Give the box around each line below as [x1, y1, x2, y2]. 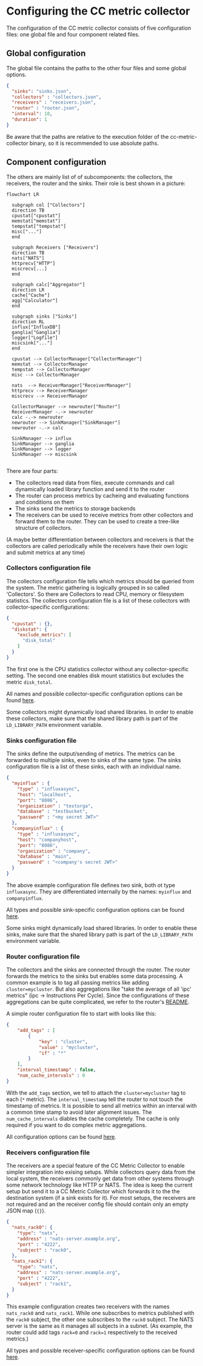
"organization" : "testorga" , [17, 803, 94, 809]
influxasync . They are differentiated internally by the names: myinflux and [6, 888, 192, 895]
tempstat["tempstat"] [12, 223, 67, 229]
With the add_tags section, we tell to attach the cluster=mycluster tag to [6, 1089, 186, 1096]
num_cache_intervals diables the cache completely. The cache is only [6, 1114, 180, 1122]
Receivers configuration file [6, 1148, 90, 1156]
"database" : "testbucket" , [17, 808, 88, 815]
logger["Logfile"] [12, 335, 59, 341]
